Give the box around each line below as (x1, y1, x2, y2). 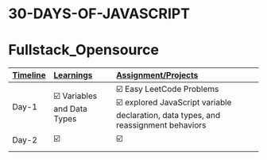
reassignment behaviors (116, 120, 207, 131)
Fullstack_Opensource (8, 41, 159, 59)
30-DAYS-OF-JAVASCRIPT (8, 5, 191, 23)
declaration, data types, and (116, 110, 221, 121)
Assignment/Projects (116, 70, 199, 81)
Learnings (53, 70, 93, 81)
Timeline (12, 70, 46, 81)
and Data (53, 103, 87, 114)
